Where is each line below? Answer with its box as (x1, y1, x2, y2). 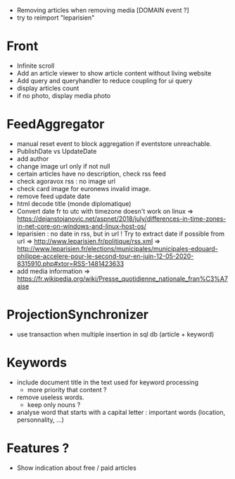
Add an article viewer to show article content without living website (16, 68, 212, 77)
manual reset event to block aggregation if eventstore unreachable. (16, 139, 212, 147)
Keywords (6, 355, 68, 370)
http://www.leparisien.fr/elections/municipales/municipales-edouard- (16, 244, 219, 253)
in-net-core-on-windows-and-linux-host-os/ (16, 222, 147, 230)
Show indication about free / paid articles (16, 463, 136, 472)
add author (16, 154, 49, 163)
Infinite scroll (16, 61, 55, 70)
